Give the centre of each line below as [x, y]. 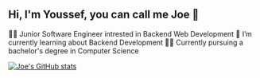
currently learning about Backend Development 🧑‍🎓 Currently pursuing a [126, 42]
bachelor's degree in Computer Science [74, 51]
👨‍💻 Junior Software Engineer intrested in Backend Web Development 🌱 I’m [130, 33]
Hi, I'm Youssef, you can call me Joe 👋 [104, 15]
